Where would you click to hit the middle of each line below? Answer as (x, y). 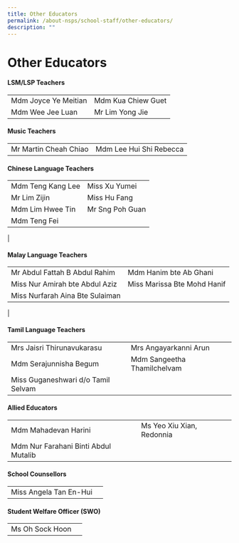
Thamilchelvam (156, 368)
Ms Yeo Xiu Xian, (169, 425)
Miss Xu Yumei (112, 186)
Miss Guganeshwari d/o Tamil (60, 380)
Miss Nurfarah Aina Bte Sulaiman (66, 296)
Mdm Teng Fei (35, 221)
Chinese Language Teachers (51, 168)
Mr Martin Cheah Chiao (50, 149)
